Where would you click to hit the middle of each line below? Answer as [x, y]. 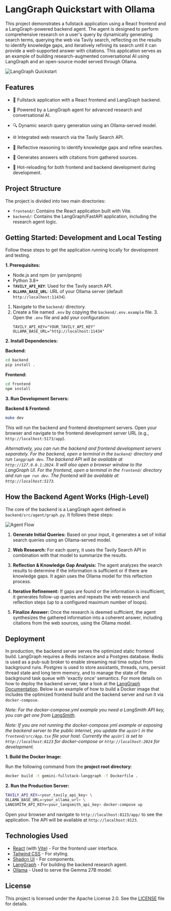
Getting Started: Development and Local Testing [83, 238]
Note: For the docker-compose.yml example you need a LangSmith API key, [85, 710]
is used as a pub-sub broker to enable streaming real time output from [79, 662]
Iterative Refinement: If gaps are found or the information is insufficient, [89, 591]
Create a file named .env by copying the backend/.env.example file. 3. [85, 312]
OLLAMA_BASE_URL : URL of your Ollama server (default [68, 292]
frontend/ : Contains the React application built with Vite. [72, 211]
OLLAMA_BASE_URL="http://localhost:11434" [58, 331]
